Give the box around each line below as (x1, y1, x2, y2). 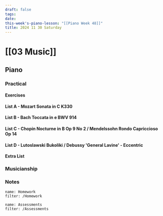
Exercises (5, 92, 26, 98)
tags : (5, 12, 16, 17)
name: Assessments (5, 202, 42, 207)
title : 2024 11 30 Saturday (5, 25, 62, 30)
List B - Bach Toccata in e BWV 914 (5, 115, 77, 120)
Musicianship (5, 165, 38, 172)
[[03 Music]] (5, 46, 57, 58)
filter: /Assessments (5, 207, 49, 212)
